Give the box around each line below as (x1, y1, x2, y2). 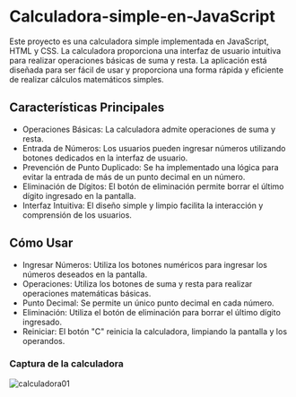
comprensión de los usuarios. (22, 209, 133, 220)
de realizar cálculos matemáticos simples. (9, 73, 164, 84)
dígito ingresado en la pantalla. (22, 190, 136, 201)
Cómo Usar (9, 236, 74, 251)
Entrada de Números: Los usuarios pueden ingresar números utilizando (22, 142, 286, 153)
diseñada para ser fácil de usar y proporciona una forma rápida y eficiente (9, 65, 284, 75)
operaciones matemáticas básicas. (22, 288, 152, 298)
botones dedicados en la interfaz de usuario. (22, 152, 188, 163)
